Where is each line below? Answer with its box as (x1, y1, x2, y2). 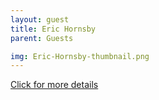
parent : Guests (10, 33, 74, 43)
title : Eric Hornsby (10, 24, 97, 34)
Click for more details (10, 79, 99, 91)
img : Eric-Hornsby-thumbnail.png (10, 51, 150, 61)
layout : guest (10, 14, 70, 25)
